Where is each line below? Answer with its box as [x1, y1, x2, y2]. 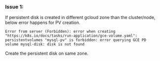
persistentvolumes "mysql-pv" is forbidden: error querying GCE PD [5, 38, 147, 42]
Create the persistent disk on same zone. [5, 50, 89, 57]
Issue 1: [5, 3, 24, 10]
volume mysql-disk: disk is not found [5, 42, 85, 47]
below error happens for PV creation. [5, 20, 80, 25]
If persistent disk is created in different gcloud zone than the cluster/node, [5, 15, 156, 20]
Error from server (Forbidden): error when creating [5, 29, 116, 34]
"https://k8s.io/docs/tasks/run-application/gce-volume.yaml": [5, 33, 138, 39]
